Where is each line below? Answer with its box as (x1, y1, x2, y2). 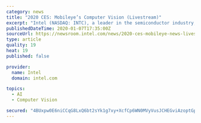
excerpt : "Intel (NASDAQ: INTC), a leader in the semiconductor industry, (6, 20, 197, 26)
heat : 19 (6, 48, 28, 54)
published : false (6, 53, 50, 59)
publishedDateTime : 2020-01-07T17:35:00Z (6, 25, 111, 32)
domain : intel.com (11, 75, 58, 81)
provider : (6, 64, 31, 70)
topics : (6, 86, 26, 92)
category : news (6, 8, 44, 15)
